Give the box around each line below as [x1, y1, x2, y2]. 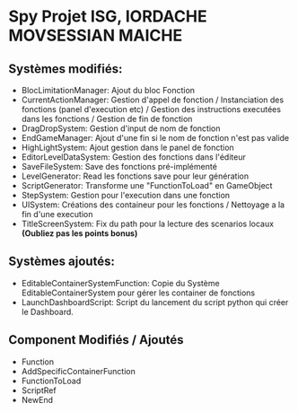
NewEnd [21, 394, 53, 405]
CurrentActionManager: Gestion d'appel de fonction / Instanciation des [21, 94, 285, 105]
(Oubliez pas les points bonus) [21, 228, 138, 239]
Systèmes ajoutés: [8, 254, 116, 269]
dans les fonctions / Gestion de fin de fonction [21, 114, 193, 124]
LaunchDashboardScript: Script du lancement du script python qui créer [21, 296, 289, 307]
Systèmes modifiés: [8, 61, 123, 76]
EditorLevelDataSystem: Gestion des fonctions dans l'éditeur [21, 152, 246, 162]
